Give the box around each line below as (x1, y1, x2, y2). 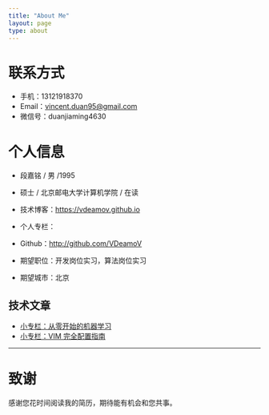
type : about (8, 26, 48, 34)
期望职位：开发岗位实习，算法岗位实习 (19, 256, 147, 265)
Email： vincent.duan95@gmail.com (19, 102, 138, 111)
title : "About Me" (8, 11, 70, 20)
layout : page (8, 19, 52, 27)
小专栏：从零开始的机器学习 (19, 321, 112, 331)
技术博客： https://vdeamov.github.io (19, 205, 140, 215)
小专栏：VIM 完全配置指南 (19, 332, 106, 341)
